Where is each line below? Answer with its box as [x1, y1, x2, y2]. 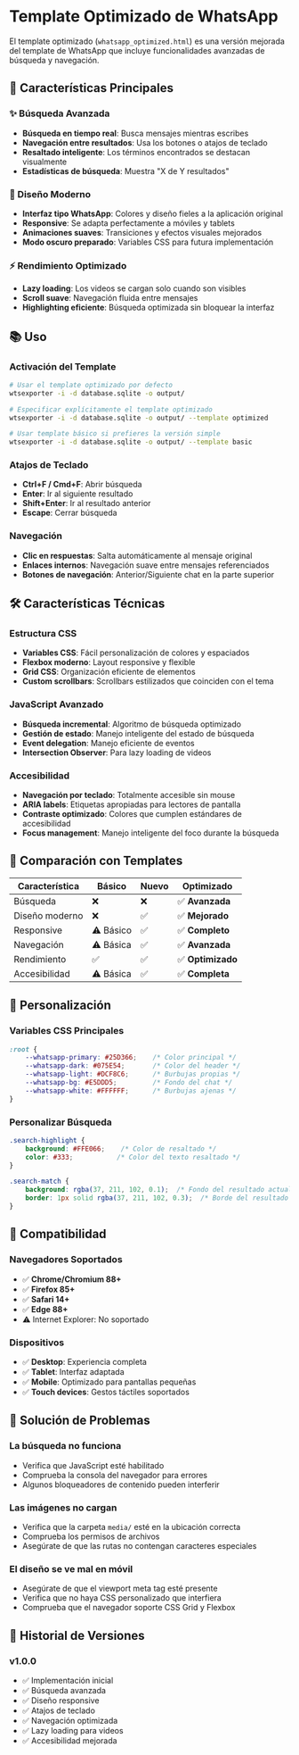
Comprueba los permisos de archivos [21, 1531, 160, 1542]
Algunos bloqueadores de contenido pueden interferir [21, 1479, 220, 1490]
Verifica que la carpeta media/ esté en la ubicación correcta [21, 1521, 241, 1532]
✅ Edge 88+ [21, 1303, 69, 1314]
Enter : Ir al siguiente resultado [21, 488, 133, 499]
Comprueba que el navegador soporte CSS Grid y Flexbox [21, 1602, 236, 1613]
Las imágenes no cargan [9, 1501, 117, 1514]
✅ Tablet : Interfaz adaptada [21, 1366, 125, 1377]
